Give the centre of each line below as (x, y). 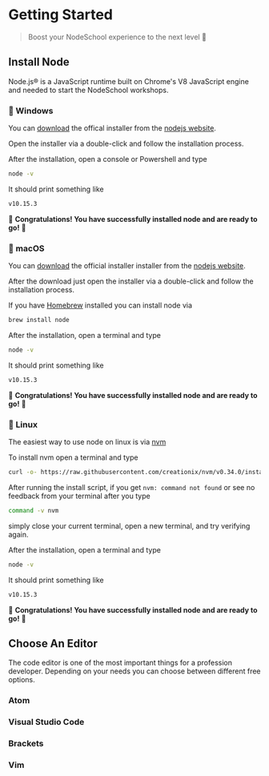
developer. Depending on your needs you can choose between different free (134, 671)
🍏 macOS (26, 248)
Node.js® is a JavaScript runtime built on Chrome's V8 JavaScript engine (129, 81)
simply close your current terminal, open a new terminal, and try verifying (129, 525)
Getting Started (61, 15)
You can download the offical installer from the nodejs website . (112, 128)
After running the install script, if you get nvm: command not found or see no (132, 487)
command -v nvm (34, 510)
